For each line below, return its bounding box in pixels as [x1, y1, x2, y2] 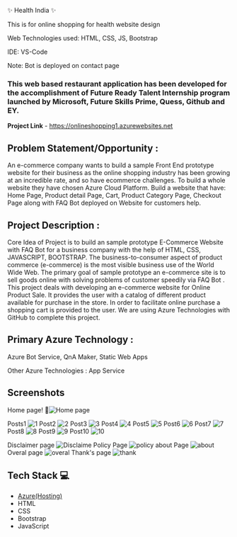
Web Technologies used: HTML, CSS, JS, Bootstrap [7, 34, 158, 42]
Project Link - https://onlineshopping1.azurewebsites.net [7, 122, 173, 130]
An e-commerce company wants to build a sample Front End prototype [7, 161, 214, 169]
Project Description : [7, 219, 100, 231]
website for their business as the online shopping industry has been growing [7, 169, 231, 177]
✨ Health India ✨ [7, 6, 57, 14]
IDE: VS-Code [7, 47, 48, 56]
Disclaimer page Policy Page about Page [7, 441, 189, 449]
